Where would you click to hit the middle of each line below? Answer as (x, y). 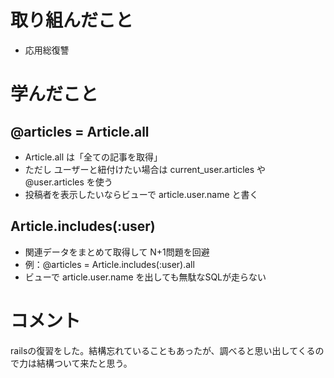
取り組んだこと (72, 20)
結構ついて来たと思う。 (84, 363)
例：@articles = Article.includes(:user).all (109, 264)
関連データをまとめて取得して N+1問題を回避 (117, 252)
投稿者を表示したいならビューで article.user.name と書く (141, 194)
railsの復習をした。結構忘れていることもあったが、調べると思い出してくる (163, 350)
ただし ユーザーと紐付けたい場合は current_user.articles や (145, 169)
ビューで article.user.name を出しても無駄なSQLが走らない (145, 277)
